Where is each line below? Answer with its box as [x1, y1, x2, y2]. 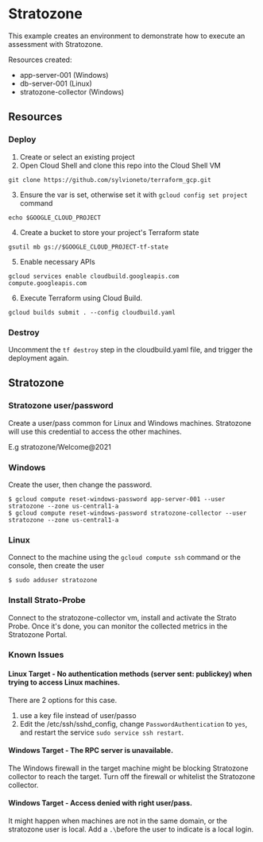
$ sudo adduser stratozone [8, 577, 98, 585]
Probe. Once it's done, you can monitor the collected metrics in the [8, 621, 228, 631]
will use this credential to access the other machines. [8, 427, 183, 436]
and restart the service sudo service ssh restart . [19, 728, 184, 737]
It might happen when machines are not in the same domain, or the [8, 816, 228, 826]
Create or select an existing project [19, 152, 135, 161]
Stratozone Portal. [8, 629, 68, 639]
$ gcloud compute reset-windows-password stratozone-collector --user [8, 509, 247, 517]
